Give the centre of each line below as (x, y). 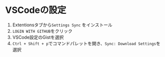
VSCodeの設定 (36, 10)
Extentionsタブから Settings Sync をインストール (62, 25)
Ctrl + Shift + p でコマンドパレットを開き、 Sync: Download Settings (84, 43)
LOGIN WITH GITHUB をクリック (42, 31)
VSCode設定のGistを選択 (38, 37)
